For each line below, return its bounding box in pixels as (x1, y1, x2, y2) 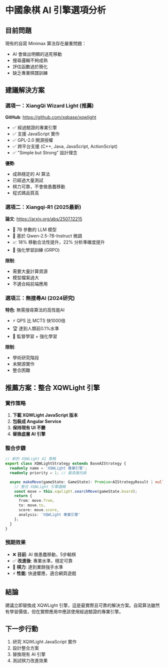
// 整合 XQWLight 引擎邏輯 (14, 484, 66, 489)
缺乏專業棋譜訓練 (12, 70, 48, 76)
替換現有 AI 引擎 (12, 651, 46, 657)
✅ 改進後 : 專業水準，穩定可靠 (12, 558, 73, 564)
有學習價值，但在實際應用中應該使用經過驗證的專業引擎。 (5, 608, 123, 614)
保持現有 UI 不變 (12, 424, 46, 430)
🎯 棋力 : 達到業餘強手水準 (12, 564, 63, 570)
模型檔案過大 (12, 274, 39, 280)
